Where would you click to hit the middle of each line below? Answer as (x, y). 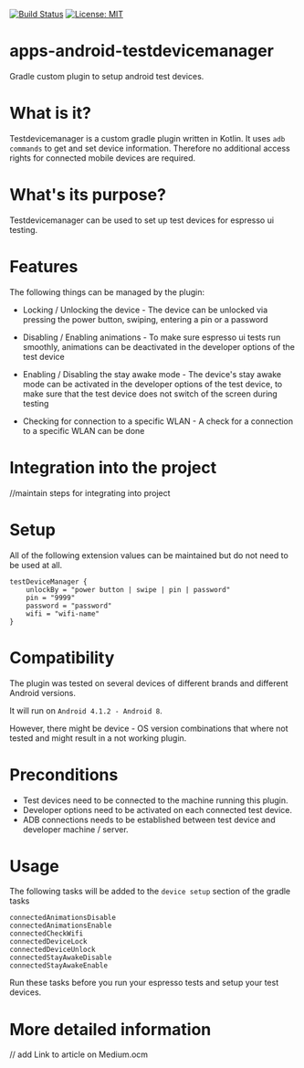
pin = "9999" (51, 597)
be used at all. (36, 565)
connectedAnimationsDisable (63, 918)
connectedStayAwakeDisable (61, 958)
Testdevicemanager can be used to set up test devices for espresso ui (142, 220)
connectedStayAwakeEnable (58, 966)
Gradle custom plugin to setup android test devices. (107, 76)
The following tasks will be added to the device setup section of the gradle (150, 892)
